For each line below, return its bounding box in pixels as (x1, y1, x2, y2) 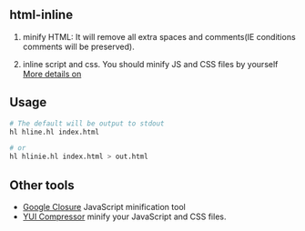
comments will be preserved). (22, 41, 135, 52)
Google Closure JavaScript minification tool (22, 201, 187, 212)
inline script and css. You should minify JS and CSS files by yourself (22, 58, 279, 69)
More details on (22, 68, 82, 79)
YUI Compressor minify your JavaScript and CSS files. (22, 211, 227, 222)
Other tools (9, 177, 75, 193)
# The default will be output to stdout (9, 118, 166, 128)
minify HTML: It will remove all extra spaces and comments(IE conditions (22, 31, 296, 42)
